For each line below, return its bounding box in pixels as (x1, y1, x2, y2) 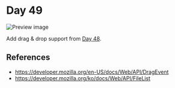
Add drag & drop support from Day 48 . (6, 35, 102, 42)
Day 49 (6, 4, 43, 17)
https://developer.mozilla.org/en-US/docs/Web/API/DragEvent (14, 68, 169, 75)
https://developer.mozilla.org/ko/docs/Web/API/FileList (14, 74, 151, 81)
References (6, 52, 50, 63)
